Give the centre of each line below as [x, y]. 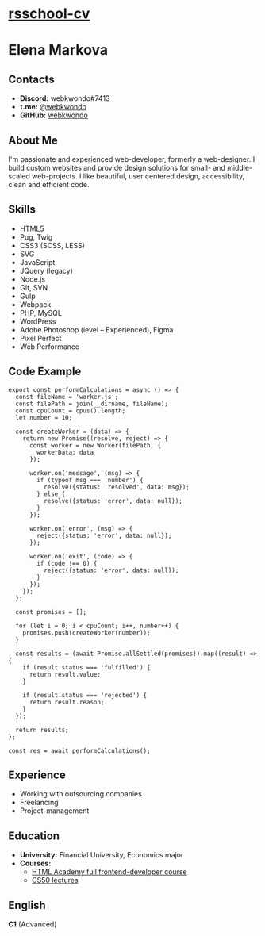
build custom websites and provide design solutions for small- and [117, 168]
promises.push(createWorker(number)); [86, 633]
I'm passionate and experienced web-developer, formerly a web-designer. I [132, 159]
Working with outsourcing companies [81, 794]
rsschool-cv [49, 14]
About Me [33, 140]
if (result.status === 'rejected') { [85, 695]
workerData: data [65, 452]
